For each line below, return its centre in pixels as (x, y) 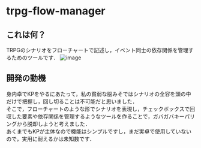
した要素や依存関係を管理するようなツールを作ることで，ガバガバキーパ (100, 116)
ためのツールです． (35, 58)
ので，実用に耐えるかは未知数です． (50, 138)
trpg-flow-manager (56, 11)
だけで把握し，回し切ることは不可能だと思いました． (72, 101)
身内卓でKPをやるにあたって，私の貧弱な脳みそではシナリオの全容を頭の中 (99, 93)
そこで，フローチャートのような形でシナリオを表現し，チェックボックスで (98, 108)
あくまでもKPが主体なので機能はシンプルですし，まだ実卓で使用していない (99, 131)
